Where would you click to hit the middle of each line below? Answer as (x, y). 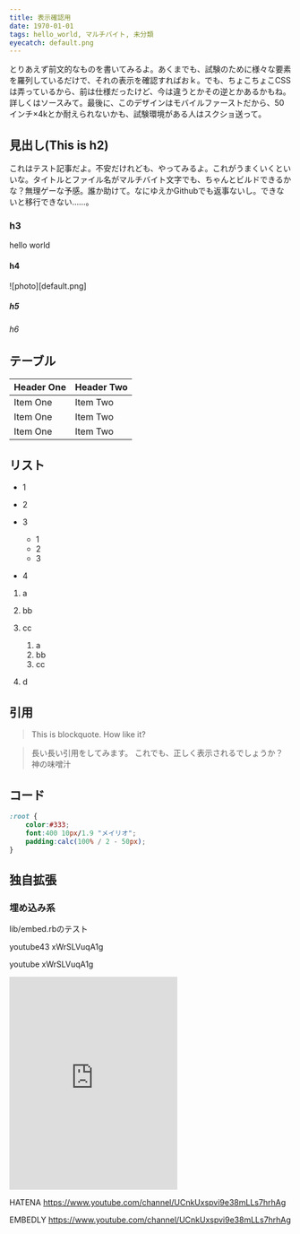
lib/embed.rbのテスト (49, 929)
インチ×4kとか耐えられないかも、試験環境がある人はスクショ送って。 (138, 114)
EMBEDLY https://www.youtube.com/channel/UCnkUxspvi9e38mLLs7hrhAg (150, 1220)
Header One (40, 387)
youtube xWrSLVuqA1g (51, 964)
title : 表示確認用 (40, 17)
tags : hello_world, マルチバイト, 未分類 (81, 34)
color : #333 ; (47, 825)
